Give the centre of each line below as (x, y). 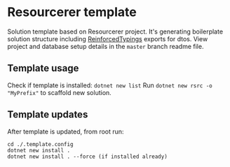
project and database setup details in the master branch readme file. (106, 46)
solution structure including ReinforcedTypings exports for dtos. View (108, 38)
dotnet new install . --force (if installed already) (88, 157)
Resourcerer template (72, 12)
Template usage (43, 68)
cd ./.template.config (40, 144)
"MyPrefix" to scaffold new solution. (60, 92)
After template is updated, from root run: (66, 131)
